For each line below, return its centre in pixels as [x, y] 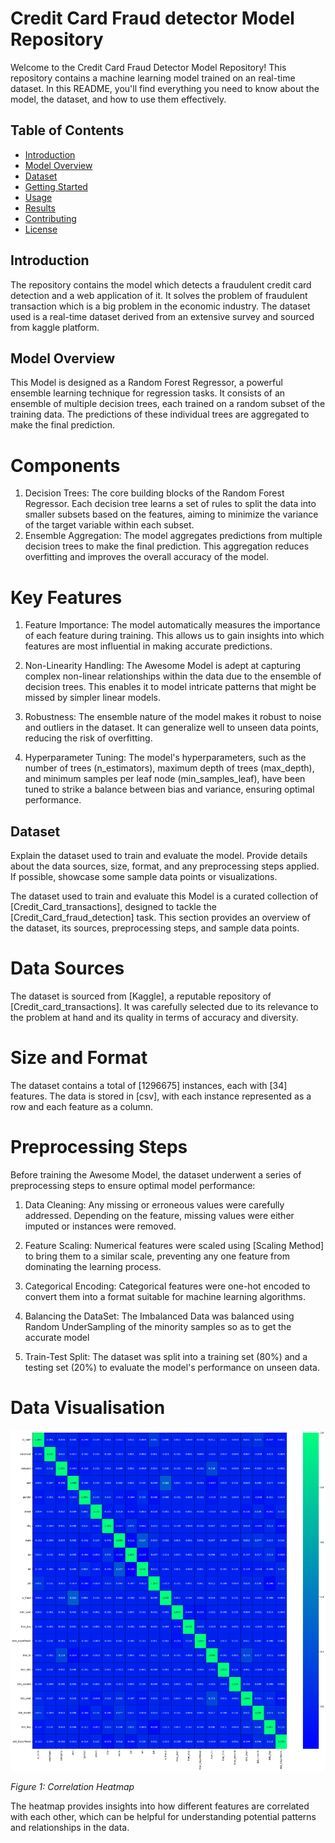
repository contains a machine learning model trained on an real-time [153, 78]
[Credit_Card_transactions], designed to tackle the [113, 907]
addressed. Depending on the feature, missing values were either [159, 1215]
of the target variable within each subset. [109, 525]
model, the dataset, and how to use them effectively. [118, 99]
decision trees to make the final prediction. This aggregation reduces [167, 546]
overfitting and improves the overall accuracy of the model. [146, 557]
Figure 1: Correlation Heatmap [72, 1786]
